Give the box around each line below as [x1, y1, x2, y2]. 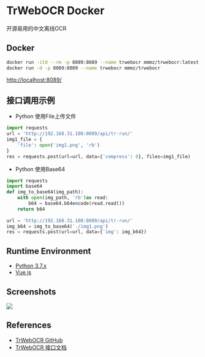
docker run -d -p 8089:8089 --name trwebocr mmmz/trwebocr [6, 65, 161, 71]
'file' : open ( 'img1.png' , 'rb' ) [17, 142, 100, 148]
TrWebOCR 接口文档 [15, 344, 68, 351]
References [6, 320, 52, 331]
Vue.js [15, 269, 32, 276]
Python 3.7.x [15, 262, 47, 270]
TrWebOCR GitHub [15, 336, 63, 344]
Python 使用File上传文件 [15, 113, 77, 120]
